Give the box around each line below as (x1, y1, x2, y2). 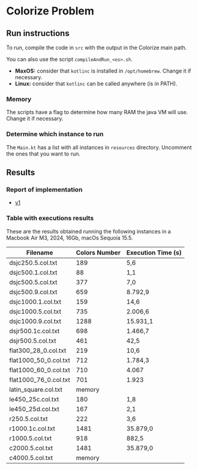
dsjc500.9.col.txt (9, 288, 58, 296)
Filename (26, 248, 53, 256)
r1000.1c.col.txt (9, 424, 56, 433)
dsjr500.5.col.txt (9, 336, 56, 345)
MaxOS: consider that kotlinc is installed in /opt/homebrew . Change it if (14, 67, 191, 74)
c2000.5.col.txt (9, 444, 53, 452)
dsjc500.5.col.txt (9, 278, 58, 286)
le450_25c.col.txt (9, 395, 59, 403)
